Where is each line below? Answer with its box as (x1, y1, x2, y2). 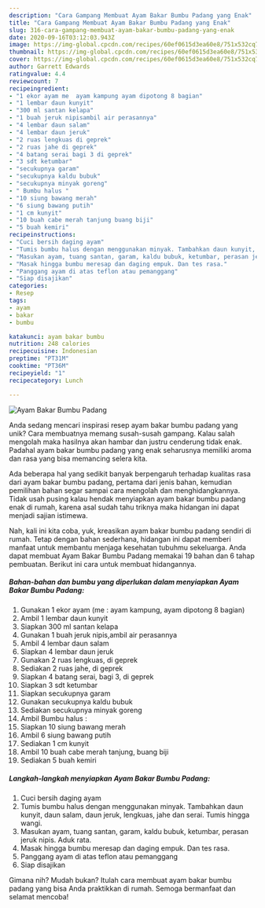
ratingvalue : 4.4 (9, 70, 66, 78)
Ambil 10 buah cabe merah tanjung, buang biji (20, 748, 169, 757)
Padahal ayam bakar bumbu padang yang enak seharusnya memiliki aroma (9, 445, 252, 454)
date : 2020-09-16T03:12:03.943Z (9, 33, 115, 42)
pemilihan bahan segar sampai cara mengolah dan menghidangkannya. (9, 485, 241, 495)
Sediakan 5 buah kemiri (20, 755, 97, 765)
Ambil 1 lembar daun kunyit (20, 614, 109, 623)
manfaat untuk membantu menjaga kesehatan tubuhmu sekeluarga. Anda (9, 542, 247, 552)
